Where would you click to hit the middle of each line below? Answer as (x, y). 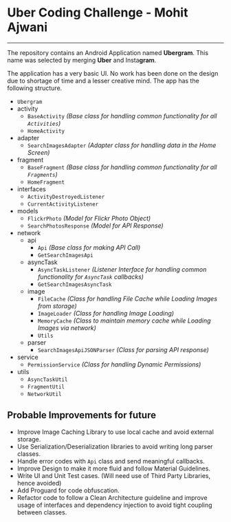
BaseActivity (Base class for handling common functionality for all (122, 116)
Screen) (38, 152)
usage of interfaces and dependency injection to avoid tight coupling (114, 505)
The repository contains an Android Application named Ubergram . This (108, 52)
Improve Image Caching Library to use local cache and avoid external (115, 432)
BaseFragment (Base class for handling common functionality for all (122, 167)
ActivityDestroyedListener (66, 197)
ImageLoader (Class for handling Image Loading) (106, 313)
